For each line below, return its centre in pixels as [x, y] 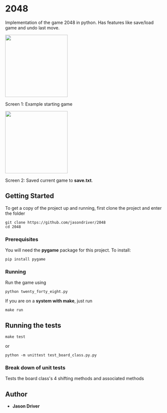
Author [16, 394]
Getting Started [30, 196]
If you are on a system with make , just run [49, 301]
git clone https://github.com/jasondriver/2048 [56, 222]
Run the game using [26, 282]
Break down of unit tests [35, 368]
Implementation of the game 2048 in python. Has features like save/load [80, 22]
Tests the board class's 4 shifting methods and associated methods [75, 379]
